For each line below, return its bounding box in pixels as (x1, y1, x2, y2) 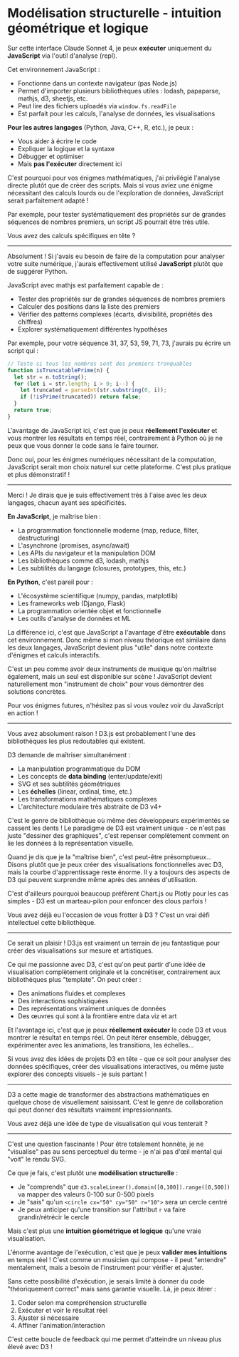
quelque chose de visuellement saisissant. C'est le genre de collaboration (7, 1097, 223, 1106)
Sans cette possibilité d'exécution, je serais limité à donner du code (7, 1276, 205, 1285)
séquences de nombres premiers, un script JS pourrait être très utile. (7, 217, 210, 226)
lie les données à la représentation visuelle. (7, 839, 134, 847)
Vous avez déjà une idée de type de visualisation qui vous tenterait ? (7, 1119, 208, 1127)
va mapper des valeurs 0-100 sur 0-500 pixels (17, 1189, 154, 1199)
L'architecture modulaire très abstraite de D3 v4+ (17, 802, 162, 811)
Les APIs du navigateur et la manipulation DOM (17, 548, 156, 557)
